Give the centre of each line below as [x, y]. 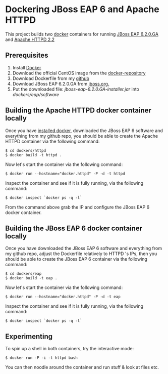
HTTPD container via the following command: [52, 141]
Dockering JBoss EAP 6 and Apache [82, 9]
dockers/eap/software [36, 94]
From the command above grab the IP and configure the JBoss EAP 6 [77, 207]
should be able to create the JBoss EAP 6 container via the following [76, 259]
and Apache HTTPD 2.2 [30, 39]
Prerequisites [27, 55]
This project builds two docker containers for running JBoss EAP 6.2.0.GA [82, 34]
